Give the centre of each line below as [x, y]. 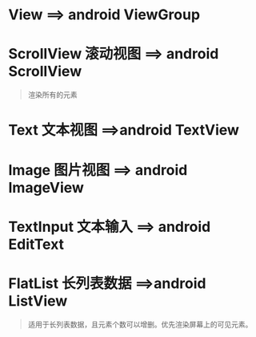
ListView [38, 300]
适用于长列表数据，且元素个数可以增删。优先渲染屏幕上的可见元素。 [140, 324]
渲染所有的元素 [52, 95]
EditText [36, 244]
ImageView [46, 187]
